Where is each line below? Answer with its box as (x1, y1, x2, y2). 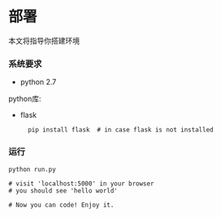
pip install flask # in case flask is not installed (28, 126, 214, 134)
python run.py (8, 165, 57, 173)
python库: (8, 94, 41, 104)
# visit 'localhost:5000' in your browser (8, 180, 154, 188)
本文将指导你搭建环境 (8, 36, 80, 46)
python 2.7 (19, 77, 57, 87)
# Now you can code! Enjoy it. (8, 201, 115, 209)
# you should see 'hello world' (8, 186, 118, 195)
